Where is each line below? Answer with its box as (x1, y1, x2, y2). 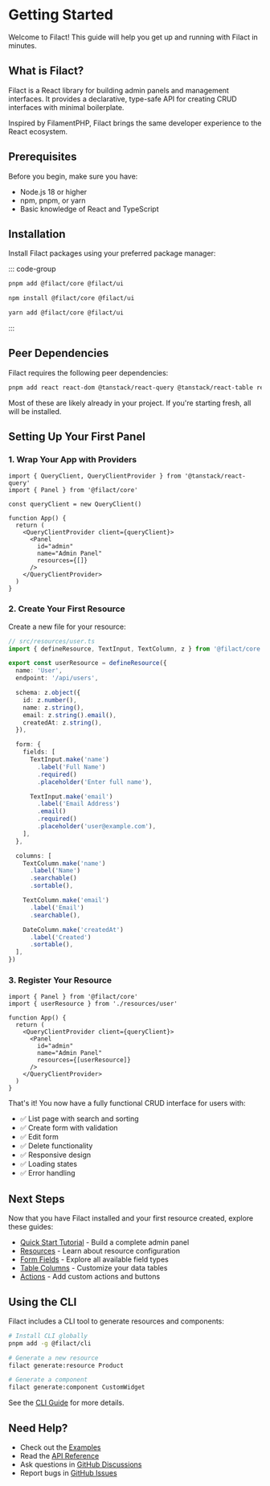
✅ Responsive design (19, 1150, 92, 1160)
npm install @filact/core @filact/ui (8, 294, 135, 302)
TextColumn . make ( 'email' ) (22, 897, 110, 905)
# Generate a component (8, 1376, 88, 1384)
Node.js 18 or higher (19, 187, 88, 196)
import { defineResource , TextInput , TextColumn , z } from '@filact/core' (8, 645, 264, 653)
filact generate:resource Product (8, 1361, 125, 1369)
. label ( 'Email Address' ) (37, 800, 121, 808)
